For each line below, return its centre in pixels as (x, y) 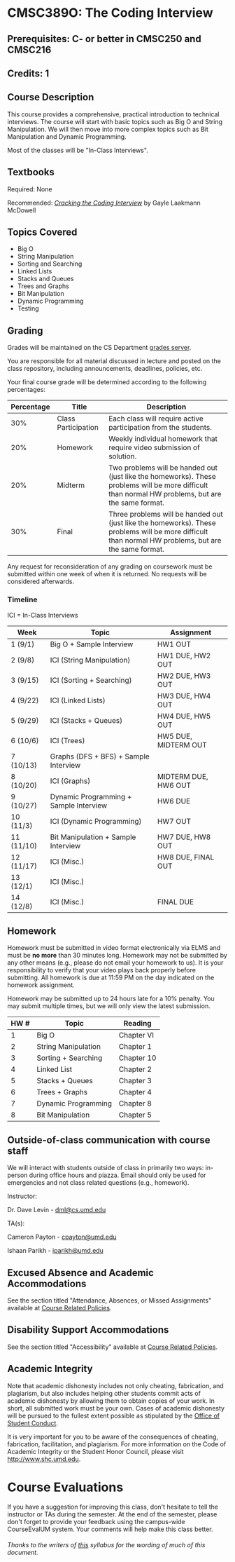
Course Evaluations (65, 1487)
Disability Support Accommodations (88, 1330)
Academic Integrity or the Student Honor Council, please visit (95, 1451)
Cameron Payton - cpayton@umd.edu (62, 1237)
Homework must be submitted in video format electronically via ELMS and (114, 948)
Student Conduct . (33, 1423)
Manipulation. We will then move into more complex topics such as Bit (108, 129)
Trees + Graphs (62, 1092)
